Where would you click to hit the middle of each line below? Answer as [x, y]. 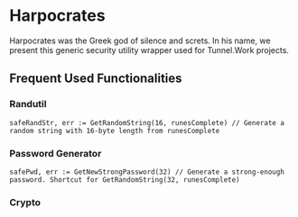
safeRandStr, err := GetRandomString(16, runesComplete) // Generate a [147, 122]
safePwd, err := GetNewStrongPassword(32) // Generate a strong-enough [147, 172]
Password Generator [56, 153]
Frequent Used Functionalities [96, 79]
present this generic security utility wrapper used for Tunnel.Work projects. [149, 50]
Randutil [28, 104]
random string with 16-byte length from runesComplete [115, 131]
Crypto [25, 202]
